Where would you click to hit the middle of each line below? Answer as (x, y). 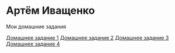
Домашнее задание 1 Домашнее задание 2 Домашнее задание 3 (87, 37)
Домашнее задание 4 (33, 44)
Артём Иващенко (50, 11)
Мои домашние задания (36, 26)
